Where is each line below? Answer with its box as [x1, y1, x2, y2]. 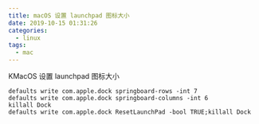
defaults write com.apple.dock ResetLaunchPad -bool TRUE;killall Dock [8, 108, 251, 116]
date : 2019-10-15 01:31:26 [8, 19, 98, 27]
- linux [15, 33, 41, 42]
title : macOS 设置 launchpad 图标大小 [8, 11, 130, 20]
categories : [8, 26, 48, 34]
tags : [8, 41, 26, 49]
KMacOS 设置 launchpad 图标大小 [8, 72, 120, 80]
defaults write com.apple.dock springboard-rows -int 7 [8, 87, 198, 95]
